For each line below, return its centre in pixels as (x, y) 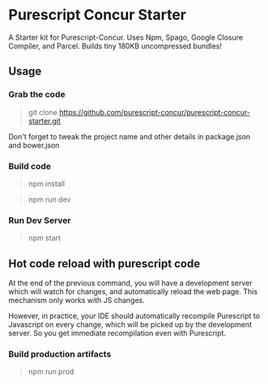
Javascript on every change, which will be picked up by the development (130, 325)
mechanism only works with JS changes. (77, 301)
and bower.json (34, 145)
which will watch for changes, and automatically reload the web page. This (133, 292)
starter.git (44, 121)
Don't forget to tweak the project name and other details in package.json (130, 136)
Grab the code (37, 95)
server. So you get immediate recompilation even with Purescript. (117, 333)
